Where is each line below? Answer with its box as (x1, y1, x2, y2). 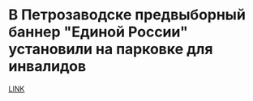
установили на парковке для (8, 40, 213, 58)
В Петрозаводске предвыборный (8, 6, 246, 24)
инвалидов (8, 57, 87, 76)
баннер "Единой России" (8, 23, 188, 41)
